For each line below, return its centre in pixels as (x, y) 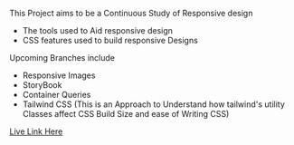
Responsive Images (59, 75)
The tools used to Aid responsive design (98, 30)
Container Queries (57, 95)
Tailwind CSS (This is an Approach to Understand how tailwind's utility (153, 104)
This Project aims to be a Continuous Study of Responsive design (131, 13)
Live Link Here (36, 131)
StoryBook (42, 85)
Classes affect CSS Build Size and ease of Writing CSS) (126, 114)
